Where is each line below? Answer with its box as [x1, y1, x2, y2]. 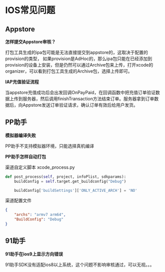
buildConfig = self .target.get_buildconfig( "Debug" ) [14, 179, 126, 184]
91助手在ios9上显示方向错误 [5, 251, 63, 257]
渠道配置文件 [5, 197, 31, 203]
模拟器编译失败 [5, 132, 36, 138]
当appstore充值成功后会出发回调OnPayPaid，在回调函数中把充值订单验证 [5, 90, 156, 95]
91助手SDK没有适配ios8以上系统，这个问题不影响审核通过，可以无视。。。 [5, 261, 154, 267]
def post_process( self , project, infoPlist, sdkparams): [5, 174, 126, 179]
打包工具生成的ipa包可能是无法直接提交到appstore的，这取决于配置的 [5, 50, 148, 55]
